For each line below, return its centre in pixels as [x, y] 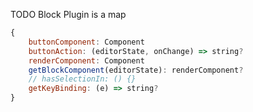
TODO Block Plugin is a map [68, 14]
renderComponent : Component [86, 60]
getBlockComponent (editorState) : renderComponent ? [136, 70]
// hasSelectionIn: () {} [82, 79]
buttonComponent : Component [86, 42]
